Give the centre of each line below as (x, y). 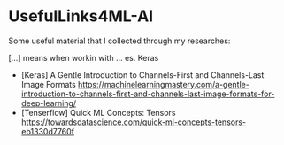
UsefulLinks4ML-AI (81, 16)
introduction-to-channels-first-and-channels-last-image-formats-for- (148, 94)
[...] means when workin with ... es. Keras (84, 57)
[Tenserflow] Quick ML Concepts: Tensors (98, 112)
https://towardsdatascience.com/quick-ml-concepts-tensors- (134, 122)
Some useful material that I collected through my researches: (119, 41)
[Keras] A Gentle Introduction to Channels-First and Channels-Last (142, 75)
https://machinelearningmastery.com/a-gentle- (163, 84)
